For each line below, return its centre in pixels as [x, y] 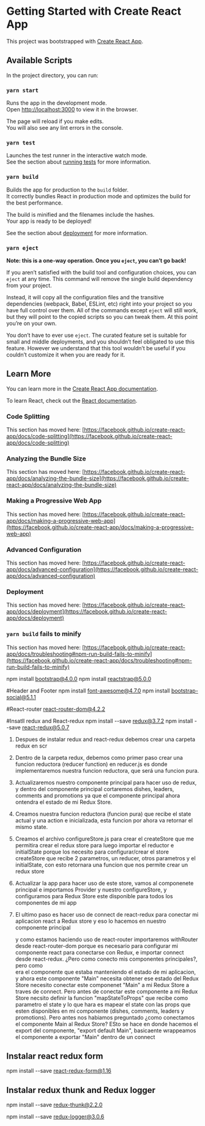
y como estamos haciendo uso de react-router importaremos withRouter [106, 939]
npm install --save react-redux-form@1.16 [59, 1071]
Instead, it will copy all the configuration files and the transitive [85, 297]
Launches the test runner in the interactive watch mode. [77, 156]
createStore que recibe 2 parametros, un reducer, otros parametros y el [105, 858]
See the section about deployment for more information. [77, 233]
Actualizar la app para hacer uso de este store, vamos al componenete [104, 883]
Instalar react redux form [55, 1056]
